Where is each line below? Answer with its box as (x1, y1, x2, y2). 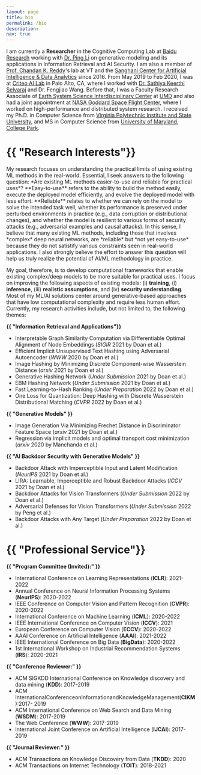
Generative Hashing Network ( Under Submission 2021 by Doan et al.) (14, 373, 187, 380)
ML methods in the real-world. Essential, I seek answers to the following (6, 172, 184, 179)
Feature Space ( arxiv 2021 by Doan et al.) (14, 428, 118, 436)
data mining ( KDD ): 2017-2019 (14, 681, 90, 688)
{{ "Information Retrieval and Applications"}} (6, 323, 122, 330)
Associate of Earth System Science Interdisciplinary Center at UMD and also (6, 93, 195, 100)
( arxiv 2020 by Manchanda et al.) (14, 441, 98, 448)
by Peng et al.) (14, 509, 51, 516)
